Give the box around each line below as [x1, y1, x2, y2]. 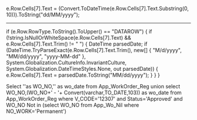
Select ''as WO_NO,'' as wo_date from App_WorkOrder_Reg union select [6, 83, 181, 90]
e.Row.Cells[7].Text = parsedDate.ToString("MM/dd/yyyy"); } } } [6, 71, 160, 78]
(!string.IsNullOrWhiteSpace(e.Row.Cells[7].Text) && [6, 35, 131, 41]
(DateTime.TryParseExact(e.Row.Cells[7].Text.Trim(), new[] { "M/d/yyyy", [6, 47, 182, 53]
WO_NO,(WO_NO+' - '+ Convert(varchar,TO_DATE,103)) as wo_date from [6, 89, 182, 96]
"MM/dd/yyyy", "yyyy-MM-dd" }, [6, 53, 86, 60]
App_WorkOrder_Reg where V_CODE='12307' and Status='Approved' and [6, 95, 183, 102]
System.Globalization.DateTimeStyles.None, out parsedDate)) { [6, 66, 158, 72]
